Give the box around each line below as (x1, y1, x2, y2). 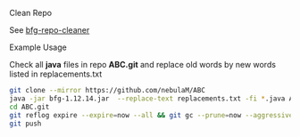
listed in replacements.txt (9, 68, 103, 79)
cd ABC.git (9, 102, 50, 111)
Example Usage (9, 42, 67, 52)
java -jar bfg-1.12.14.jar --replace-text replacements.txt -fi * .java (9, 93, 286, 103)
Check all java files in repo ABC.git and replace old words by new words (9, 60, 277, 69)
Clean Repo (9, 8, 52, 18)
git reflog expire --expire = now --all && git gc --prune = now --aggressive (9, 110, 294, 119)
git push (9, 119, 42, 128)
